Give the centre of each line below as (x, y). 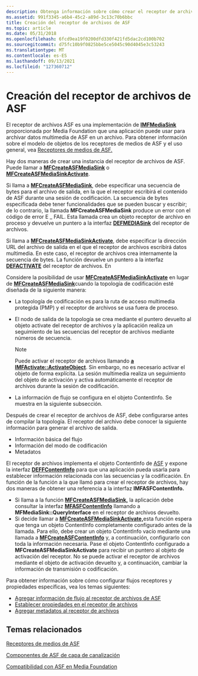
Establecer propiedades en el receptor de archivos (76, 604)
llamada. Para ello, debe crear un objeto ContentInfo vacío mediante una (103, 531)
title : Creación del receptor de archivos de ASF (68, 22)
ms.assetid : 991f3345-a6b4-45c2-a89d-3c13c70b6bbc (70, 17)
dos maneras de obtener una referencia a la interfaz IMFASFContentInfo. (95, 489)
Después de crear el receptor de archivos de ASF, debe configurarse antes (97, 415)
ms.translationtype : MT (35, 50)
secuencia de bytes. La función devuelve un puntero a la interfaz (85, 260)
